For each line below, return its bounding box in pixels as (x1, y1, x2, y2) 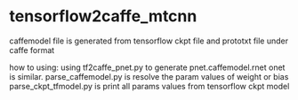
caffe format (9, 44, 55, 55)
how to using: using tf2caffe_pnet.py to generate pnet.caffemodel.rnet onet (9, 62, 286, 73)
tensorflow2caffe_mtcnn (9, 6, 197, 27)
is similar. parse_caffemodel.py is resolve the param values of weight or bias (9, 71, 289, 81)
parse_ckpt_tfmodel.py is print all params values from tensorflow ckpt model (9, 81, 290, 91)
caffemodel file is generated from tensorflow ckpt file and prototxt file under (9, 35, 289, 46)
